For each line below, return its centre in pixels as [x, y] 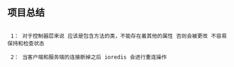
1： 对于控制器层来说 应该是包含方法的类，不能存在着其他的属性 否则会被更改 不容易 [118, 36]
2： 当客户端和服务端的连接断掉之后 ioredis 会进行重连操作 [89, 57]
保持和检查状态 [26, 43]
